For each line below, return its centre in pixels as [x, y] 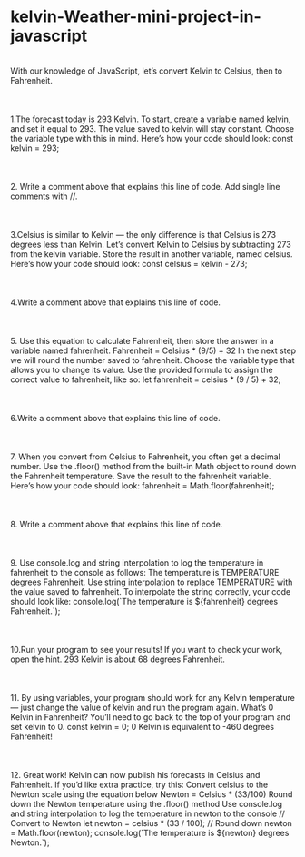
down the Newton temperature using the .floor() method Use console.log [147, 803]
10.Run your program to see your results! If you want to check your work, [147, 649]
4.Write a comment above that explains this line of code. [116, 302]
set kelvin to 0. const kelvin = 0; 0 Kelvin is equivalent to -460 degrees [143, 726]
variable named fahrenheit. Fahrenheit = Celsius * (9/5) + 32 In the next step [153, 350]
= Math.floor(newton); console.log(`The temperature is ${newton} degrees [150, 832]
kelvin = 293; [35, 148]
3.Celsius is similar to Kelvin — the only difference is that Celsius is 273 [143, 234]
